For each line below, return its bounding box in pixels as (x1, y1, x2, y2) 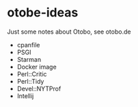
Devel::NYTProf (16, 84, 61, 93)
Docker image (16, 62, 57, 71)
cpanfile (16, 40, 40, 49)
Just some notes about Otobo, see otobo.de (7, 27, 131, 36)
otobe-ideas (7, 5, 79, 21)
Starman (16, 55, 42, 63)
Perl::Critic (16, 70, 47, 78)
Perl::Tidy (16, 77, 44, 85)
